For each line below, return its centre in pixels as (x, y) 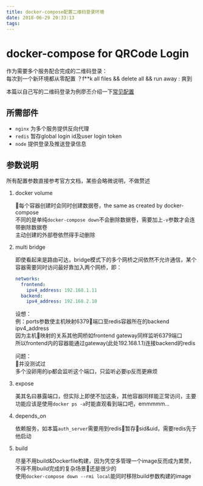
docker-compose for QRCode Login (98, 53)
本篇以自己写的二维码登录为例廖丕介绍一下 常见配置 (70, 91)
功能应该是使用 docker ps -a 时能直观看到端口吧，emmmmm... (92, 404)
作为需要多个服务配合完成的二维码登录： (57, 71)
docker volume (34, 193)
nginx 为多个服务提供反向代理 (52, 129)
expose (24, 384)
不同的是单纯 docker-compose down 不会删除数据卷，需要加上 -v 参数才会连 (105, 220)
